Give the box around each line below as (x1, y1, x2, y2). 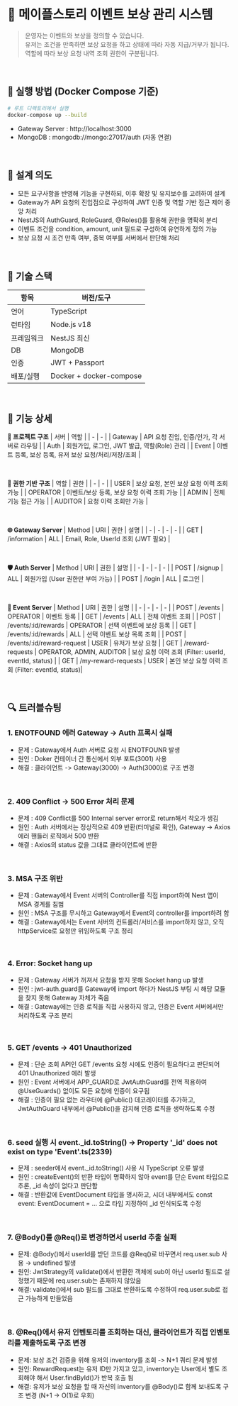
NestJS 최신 (50, 333, 90, 343)
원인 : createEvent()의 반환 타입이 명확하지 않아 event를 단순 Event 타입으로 (17, 1173, 229, 1181)
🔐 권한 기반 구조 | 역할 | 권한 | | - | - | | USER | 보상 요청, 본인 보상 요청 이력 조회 (7, 479, 228, 487)
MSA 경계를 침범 (17, 900, 64, 909)
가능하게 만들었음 (25, 1294, 73, 1302)
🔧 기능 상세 (7, 412, 53, 424)
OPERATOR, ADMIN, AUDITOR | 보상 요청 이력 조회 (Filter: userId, (38, 647, 225, 656)
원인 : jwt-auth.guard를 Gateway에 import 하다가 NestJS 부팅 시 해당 (17, 984, 212, 993)
